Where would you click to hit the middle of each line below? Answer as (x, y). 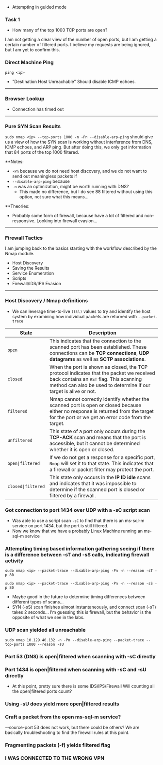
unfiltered (20, 440)
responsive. (24, 221)
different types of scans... (38, 602)
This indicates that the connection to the (95, 341)
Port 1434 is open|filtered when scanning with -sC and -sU (76, 669)
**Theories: (17, 206)
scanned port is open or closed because (95, 405)
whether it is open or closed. (82, 449)
